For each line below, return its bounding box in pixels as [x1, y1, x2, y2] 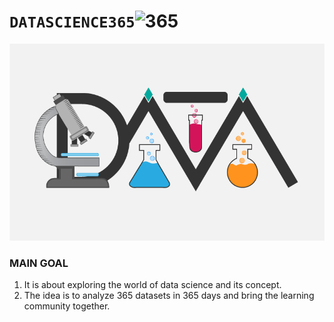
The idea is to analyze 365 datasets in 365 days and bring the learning [23, 290, 315, 302]
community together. [23, 300, 111, 312]
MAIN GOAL [9, 256, 69, 270]
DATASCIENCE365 [9, 13, 136, 32]
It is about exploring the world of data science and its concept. [23, 279, 282, 291]
